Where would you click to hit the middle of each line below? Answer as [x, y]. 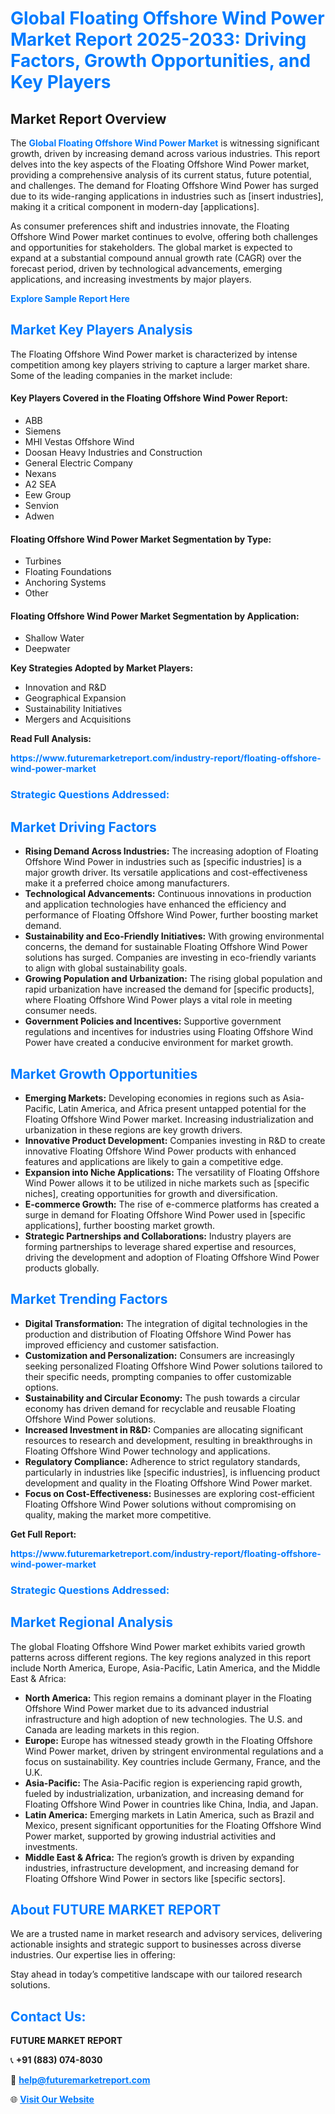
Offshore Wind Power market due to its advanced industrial [146, 1708]
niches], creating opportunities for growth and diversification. [151, 1193]
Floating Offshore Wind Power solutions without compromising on [160, 1504]
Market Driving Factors [83, 827]
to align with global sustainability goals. [106, 968]
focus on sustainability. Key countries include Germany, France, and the [173, 1761]
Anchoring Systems [65, 583]
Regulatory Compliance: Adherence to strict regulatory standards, [162, 1461]
